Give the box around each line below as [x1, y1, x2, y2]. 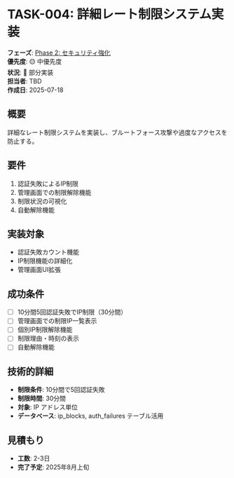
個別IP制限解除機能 [17, 325, 73, 334]
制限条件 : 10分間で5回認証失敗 [17, 385, 105, 394]
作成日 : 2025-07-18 [7, 86, 64, 94]
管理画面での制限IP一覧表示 [17, 317, 97, 325]
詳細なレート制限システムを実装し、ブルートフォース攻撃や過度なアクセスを [7, 128, 228, 137]
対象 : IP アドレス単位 [17, 403, 78, 411]
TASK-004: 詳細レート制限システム [7, 6, 212, 22]
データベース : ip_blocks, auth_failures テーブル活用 [17, 411, 164, 421]
